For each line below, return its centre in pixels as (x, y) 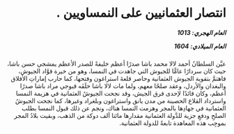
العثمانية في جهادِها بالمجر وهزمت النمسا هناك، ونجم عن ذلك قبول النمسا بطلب (124, 108)
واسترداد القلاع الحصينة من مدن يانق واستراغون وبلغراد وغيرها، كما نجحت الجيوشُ (121, 101)
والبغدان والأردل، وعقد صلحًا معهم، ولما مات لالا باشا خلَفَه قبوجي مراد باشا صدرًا (123, 86)
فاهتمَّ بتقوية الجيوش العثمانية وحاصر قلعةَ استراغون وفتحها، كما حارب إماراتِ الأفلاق (118, 79)
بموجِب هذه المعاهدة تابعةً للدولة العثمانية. (173, 123)
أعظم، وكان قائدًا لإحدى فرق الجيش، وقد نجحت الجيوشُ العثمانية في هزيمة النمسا (121, 94)
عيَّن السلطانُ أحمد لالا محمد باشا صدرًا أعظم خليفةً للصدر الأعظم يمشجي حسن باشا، (117, 64)
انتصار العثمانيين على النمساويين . (141, 13)
